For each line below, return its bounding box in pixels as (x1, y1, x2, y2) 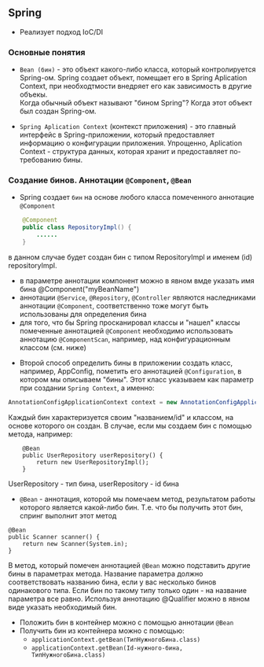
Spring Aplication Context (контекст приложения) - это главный (19, 122, 236, 131)
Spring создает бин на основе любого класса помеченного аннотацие (19, 193, 255, 202)
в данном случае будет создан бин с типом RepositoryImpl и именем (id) (8, 252, 253, 262)
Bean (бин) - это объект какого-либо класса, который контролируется (19, 64, 257, 74)
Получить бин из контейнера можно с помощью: (19, 625, 185, 636)
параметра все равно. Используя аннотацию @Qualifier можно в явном (8, 594, 250, 603)
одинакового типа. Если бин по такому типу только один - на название (8, 585, 247, 595)
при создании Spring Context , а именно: (19, 383, 155, 392)
